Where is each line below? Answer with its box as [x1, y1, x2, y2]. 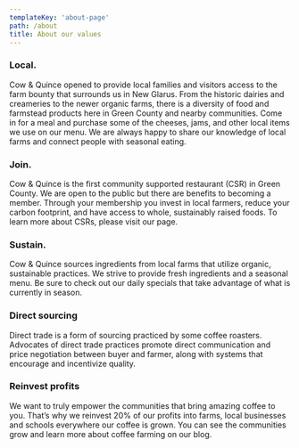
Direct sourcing [9, 309, 78, 322]
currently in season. [9, 287, 83, 298]
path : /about [9, 21, 58, 30]
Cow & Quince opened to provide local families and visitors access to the [9, 79, 278, 90]
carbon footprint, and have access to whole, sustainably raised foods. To [9, 207, 278, 217]
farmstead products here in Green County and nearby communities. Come [9, 108, 283, 118]
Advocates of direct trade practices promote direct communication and [9, 339, 270, 350]
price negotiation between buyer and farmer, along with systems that [9, 348, 263, 359]
